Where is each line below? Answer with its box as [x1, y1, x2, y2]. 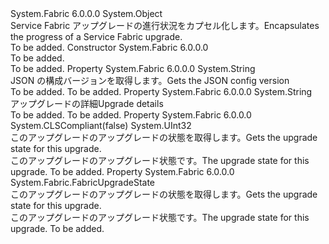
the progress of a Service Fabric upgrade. [10, 31, 183, 42]
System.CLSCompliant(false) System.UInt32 [10, 120, 192, 131]
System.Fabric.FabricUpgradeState [10, 177, 156, 188]
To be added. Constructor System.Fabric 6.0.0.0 [10, 42, 209, 53]
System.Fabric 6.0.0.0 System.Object [10, 8, 163, 19]
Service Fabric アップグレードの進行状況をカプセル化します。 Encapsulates [10, 20, 320, 31]
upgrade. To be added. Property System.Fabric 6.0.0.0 [10, 166, 235, 177]
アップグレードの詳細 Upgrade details [10, 98, 164, 109]
